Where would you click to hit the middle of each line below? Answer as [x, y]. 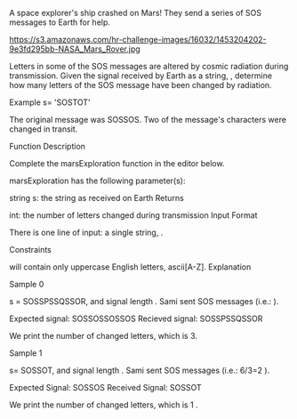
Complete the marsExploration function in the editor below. [117, 163]
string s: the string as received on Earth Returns [96, 198]
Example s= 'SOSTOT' [50, 102]
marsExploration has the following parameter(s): [97, 181]
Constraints [30, 250]
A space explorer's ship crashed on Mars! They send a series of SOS [136, 13]
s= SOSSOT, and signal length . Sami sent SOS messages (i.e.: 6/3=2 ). [140, 370]
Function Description [48, 146]
